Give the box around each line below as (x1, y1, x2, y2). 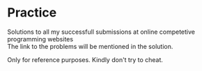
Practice (7, 5, 57, 21)
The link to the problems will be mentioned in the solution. (7, 42, 173, 50)
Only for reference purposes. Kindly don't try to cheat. (7, 55, 164, 63)
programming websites (7, 34, 74, 43)
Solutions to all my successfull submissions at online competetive (7, 28, 195, 36)
